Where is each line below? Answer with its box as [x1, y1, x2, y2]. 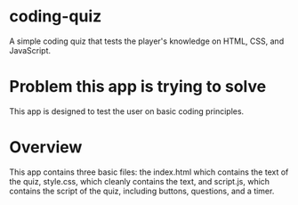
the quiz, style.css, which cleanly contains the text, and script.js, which [9, 176, 270, 186]
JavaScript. [9, 45, 52, 55]
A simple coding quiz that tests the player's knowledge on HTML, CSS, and [9, 36, 285, 46]
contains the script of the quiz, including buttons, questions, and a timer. [9, 185, 275, 196]
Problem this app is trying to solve [9, 77, 267, 97]
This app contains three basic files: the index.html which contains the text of [9, 167, 289, 177]
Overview [9, 137, 83, 158]
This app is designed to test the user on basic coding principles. [9, 105, 245, 117]
